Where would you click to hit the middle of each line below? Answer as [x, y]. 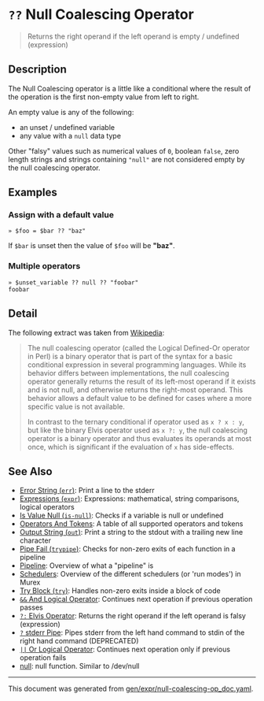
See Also [30, 471]
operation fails [43, 658]
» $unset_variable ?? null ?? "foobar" [73, 282]
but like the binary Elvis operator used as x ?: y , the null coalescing [137, 430]
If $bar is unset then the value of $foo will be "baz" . [92, 246]
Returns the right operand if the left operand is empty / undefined [133, 36]
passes [31, 607]
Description [37, 70]
